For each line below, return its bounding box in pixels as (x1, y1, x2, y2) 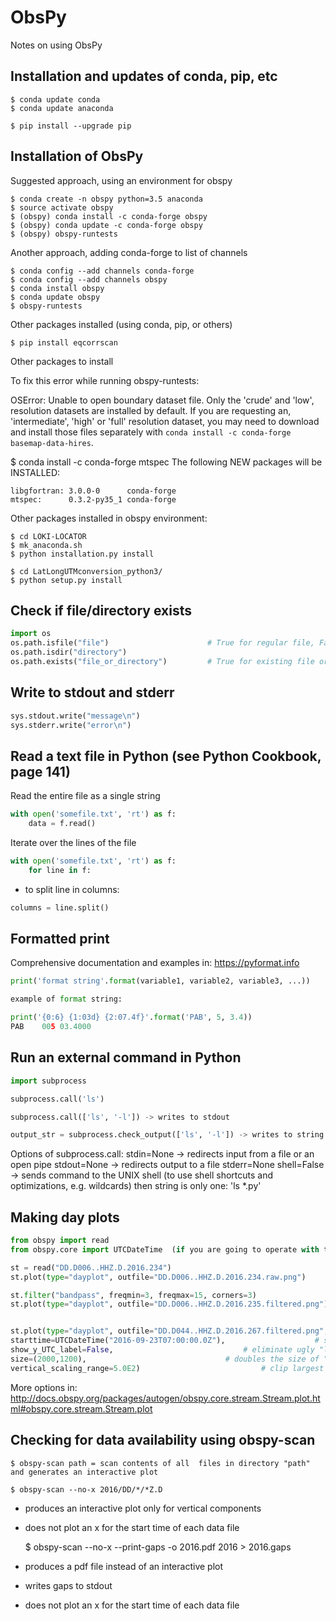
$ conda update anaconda (10, 103, 114, 113)
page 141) (10, 763, 71, 780)
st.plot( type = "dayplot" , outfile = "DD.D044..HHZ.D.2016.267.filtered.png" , (10, 1326, 329, 1336)
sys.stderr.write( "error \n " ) (10, 720, 132, 730)
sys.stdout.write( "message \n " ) (10, 711, 141, 721)
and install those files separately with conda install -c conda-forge (10, 426, 292, 438)
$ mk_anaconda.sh (10, 540, 83, 550)
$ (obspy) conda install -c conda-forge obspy (10, 211, 208, 221)
